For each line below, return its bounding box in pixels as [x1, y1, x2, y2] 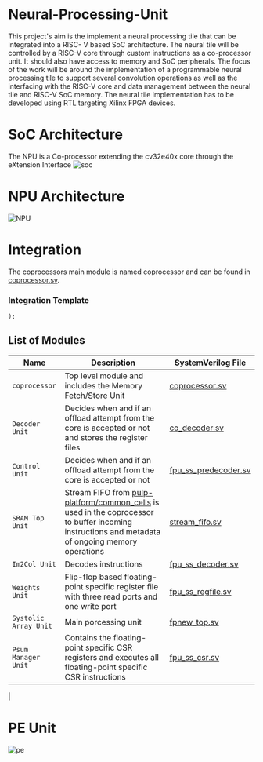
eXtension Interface [8, 159, 72, 170]
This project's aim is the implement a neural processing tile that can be [8, 31, 236, 41]
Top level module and [64, 370, 143, 381]
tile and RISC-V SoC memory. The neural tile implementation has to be [8, 89, 235, 99]
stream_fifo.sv [169, 516, 222, 527]
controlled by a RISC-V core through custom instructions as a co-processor [8, 48, 252, 57]
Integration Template [8, 294, 90, 305]
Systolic [12, 614, 45, 622]
